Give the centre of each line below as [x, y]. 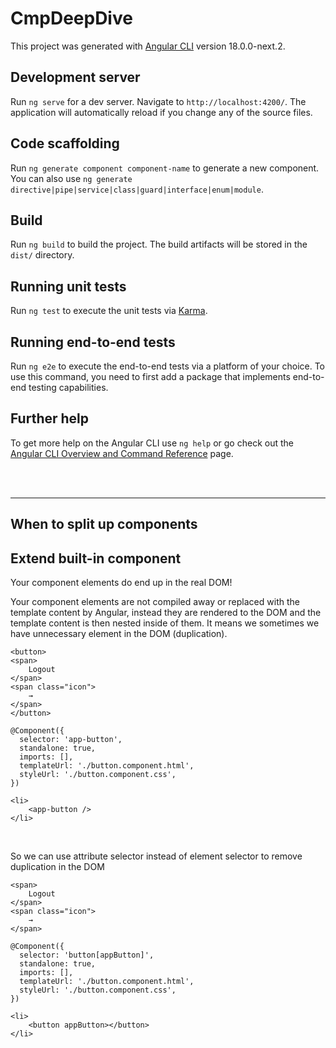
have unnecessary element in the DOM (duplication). [119, 634]
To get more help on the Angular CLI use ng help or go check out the [152, 443]
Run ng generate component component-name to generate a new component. [165, 168]
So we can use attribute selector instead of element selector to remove [156, 856]
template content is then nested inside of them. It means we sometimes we [165, 623]
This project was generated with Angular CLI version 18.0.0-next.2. [148, 46]
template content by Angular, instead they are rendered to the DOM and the [166, 613]
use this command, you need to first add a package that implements [150, 376]
